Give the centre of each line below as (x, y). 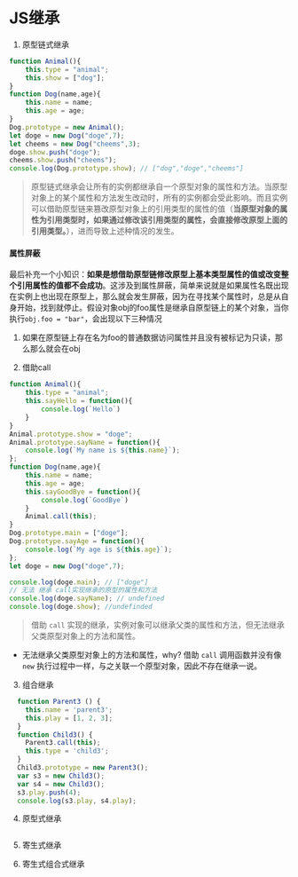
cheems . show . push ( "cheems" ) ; (63, 161)
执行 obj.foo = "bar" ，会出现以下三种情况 (86, 319)
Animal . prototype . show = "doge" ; (71, 434)
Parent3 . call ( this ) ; (63, 743)
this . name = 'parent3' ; (69, 710)
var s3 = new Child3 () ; (61, 776)
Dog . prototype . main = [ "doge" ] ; (69, 533)
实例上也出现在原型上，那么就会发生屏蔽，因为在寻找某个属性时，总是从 (149, 296)
